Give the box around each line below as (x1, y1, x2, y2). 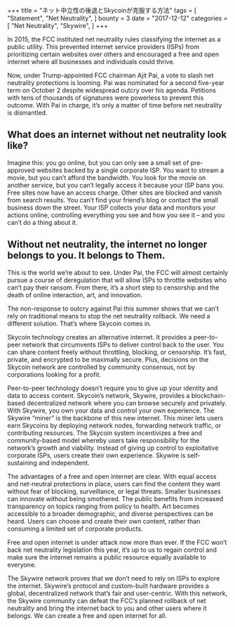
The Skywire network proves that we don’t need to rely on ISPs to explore (7, 574, 220, 582)
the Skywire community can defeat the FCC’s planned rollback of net (7, 596, 206, 605)
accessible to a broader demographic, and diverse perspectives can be (7, 509, 214, 518)
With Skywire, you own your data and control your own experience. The (7, 406, 215, 415)
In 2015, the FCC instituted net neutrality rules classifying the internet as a (7, 35, 221, 44)
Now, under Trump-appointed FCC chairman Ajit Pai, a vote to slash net (7, 71, 214, 79)
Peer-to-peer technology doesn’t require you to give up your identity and (7, 384, 218, 392)
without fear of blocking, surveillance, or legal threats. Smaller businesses (7, 487, 221, 496)
